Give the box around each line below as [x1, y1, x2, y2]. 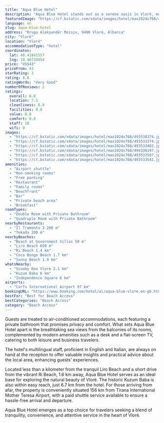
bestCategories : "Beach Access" [5, 298, 71, 303]
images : [5, 130, 21, 135]
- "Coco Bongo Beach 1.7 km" [9, 253, 69, 258]
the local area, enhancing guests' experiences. [5, 356, 99, 362]
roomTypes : [5, 207, 27, 212]
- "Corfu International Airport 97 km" [9, 285, 91, 289]
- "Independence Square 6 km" [9, 275, 71, 280]
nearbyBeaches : [5, 234, 36, 240]
